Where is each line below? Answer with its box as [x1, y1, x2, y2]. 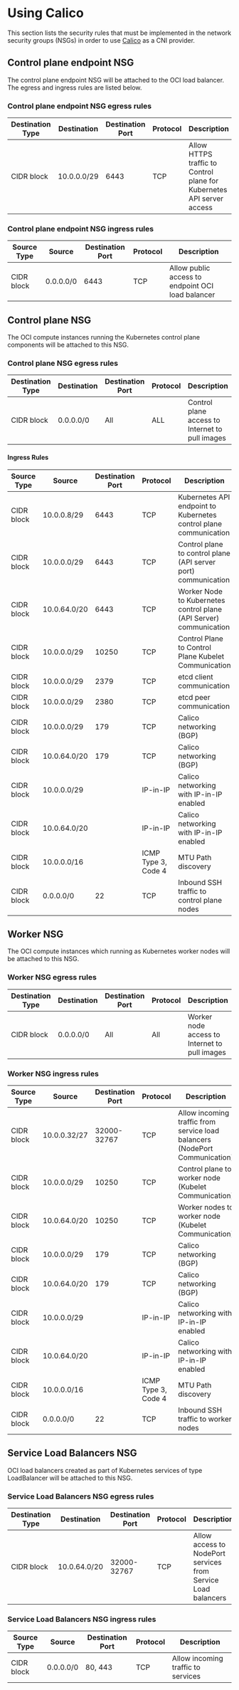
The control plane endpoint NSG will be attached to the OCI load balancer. [7, 75, 225, 84]
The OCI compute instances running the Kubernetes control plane [7, 333, 201, 342]
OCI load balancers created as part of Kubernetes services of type [7, 1466, 203, 1474]
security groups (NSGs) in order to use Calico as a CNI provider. [7, 36, 196, 44]
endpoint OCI [169, 281, 214, 291]
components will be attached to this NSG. [7, 340, 129, 350]
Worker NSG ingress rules [7, 1069, 100, 1078]
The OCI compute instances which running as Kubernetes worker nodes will [7, 947, 230, 955]
